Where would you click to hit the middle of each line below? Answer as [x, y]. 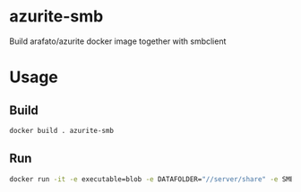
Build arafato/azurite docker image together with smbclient [118, 41]
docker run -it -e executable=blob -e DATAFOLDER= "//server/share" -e [144, 179]
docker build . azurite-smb [62, 130]
